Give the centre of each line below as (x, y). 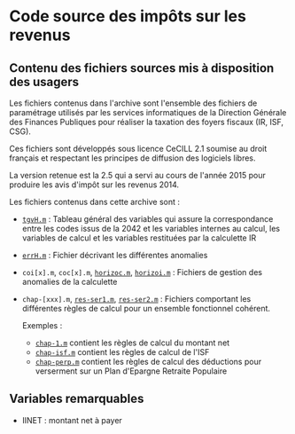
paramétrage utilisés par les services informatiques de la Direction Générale (148, 112)
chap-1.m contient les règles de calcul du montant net (132, 343)
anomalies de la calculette (70, 282)
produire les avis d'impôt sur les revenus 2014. (94, 185)
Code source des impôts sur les (128, 16)
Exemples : (42, 325)
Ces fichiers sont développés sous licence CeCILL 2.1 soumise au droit (138, 149)
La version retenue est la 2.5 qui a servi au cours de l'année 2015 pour (137, 175)
